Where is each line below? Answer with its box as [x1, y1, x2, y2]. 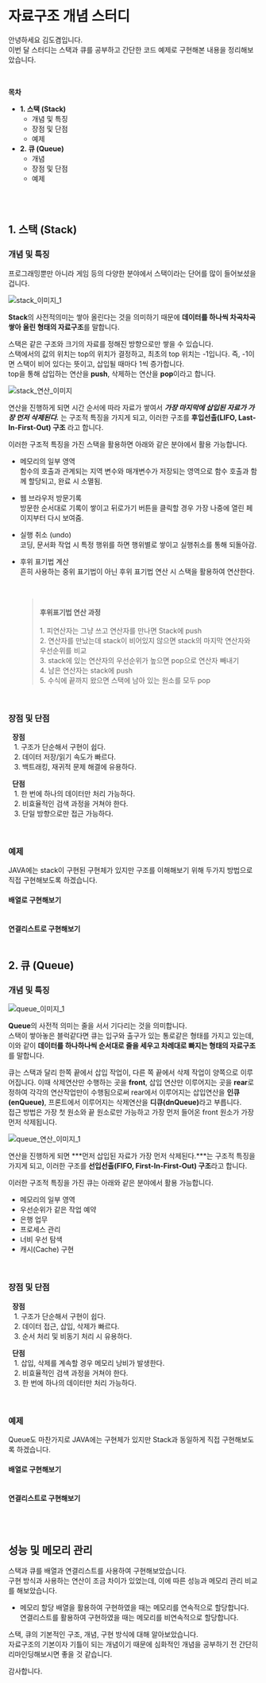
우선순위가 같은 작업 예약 [19, 1205, 97, 1215]
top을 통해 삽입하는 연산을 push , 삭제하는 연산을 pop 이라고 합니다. [8, 369, 216, 378]
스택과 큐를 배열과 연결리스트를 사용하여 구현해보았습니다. [8, 1566, 187, 1576]
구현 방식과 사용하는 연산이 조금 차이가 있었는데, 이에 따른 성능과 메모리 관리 [8, 1576, 244, 1586]
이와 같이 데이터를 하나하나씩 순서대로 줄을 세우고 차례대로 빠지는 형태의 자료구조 [8, 1041, 256, 1050]
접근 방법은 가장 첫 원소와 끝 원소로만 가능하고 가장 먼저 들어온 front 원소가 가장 [8, 1107, 254, 1117]
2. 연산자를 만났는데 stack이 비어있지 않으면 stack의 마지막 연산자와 [39, 635, 251, 645]
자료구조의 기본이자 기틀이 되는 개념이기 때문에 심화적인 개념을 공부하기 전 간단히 [8, 1639, 259, 1650]
